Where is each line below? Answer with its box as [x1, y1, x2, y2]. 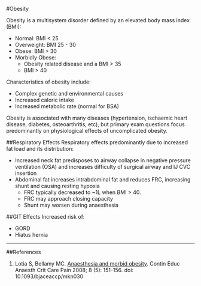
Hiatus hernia [14, 231, 48, 238]
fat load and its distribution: [6, 145, 74, 152]
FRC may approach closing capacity [23, 195, 114, 202]
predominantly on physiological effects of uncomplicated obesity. [6, 127, 167, 134]
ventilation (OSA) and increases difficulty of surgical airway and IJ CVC [14, 163, 191, 170]
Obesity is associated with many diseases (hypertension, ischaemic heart [6, 114, 187, 121]
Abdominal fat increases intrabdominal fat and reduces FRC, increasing [14, 176, 191, 183]
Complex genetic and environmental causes [14, 90, 124, 97]
